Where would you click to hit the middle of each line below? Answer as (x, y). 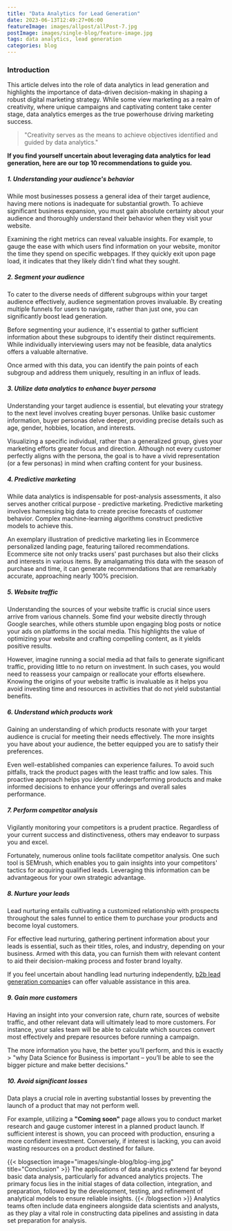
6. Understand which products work (60, 712)
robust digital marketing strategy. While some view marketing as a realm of (114, 100)
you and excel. (28, 842)
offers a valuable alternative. (48, 352)
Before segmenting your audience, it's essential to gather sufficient (103, 330)
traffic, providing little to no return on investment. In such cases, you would (114, 667)
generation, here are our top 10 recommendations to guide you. (100, 163)
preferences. (25, 751)
